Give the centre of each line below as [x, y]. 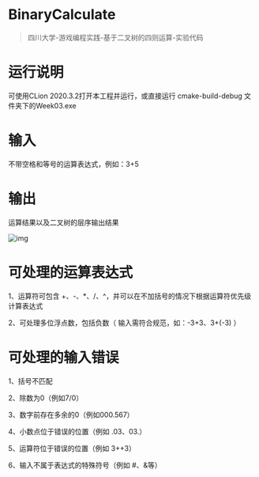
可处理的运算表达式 [71, 273]
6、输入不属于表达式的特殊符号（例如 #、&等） [85, 465]
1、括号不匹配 [30, 380]
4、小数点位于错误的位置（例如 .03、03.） [77, 431]
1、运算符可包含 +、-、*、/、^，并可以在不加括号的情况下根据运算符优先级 [129, 296]
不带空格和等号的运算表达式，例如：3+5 [74, 164]
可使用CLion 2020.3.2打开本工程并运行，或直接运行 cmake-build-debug [125, 96]
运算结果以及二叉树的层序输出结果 [64, 222]
